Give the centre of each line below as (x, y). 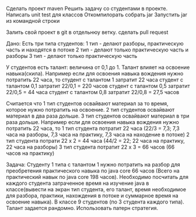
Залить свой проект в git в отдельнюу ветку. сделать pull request (87, 32)
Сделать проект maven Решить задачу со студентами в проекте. (87, 8)
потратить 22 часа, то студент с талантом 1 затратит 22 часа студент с (95, 80)
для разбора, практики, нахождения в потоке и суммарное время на (92, 196)
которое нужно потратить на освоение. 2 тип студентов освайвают (90, 110)
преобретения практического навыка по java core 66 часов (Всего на (93, 171)
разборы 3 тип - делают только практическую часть (72, 56)
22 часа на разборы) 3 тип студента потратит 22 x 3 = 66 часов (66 (90, 147)
